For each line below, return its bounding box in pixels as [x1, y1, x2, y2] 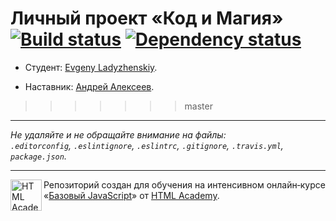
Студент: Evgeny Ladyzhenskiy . [24, 61, 158, 73]
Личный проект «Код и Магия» [10, 7, 284, 30]
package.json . [10, 150, 67, 162]
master [184, 100, 213, 112]
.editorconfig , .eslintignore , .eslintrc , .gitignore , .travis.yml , [10, 139, 284, 151]
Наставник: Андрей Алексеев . [24, 80, 155, 92]
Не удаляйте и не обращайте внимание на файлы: [10, 128, 227, 141]
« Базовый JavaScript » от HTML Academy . [43, 189, 220, 201]
